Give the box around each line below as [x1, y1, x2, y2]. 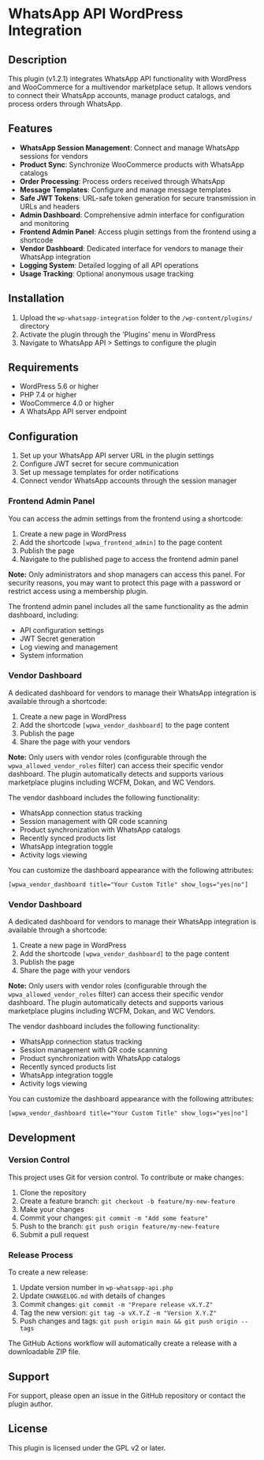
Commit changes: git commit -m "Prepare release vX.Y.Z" [19, 1300, 214, 1309]
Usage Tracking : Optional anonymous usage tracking [19, 269, 195, 278]
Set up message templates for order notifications [19, 468, 179, 477]
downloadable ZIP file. [8, 1347, 81, 1357]
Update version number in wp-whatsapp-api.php [19, 1283, 173, 1293]
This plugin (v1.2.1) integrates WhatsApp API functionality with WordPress [8, 74, 247, 83]
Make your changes [19, 1204, 84, 1214]
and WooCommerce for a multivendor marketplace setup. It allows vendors [8, 82, 252, 92]
